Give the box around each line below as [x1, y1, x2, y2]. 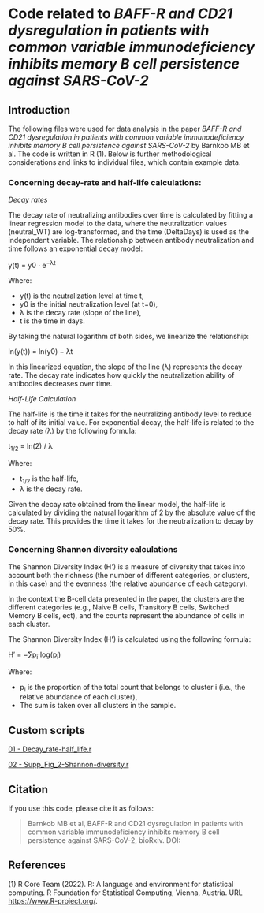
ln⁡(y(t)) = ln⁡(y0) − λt [8, 346, 73, 356]
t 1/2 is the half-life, [19, 474, 79, 485]
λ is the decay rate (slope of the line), [19, 307, 142, 317]
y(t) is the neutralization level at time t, [19, 291, 144, 300]
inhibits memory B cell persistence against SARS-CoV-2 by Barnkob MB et [8, 141, 250, 150]
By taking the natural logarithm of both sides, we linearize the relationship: [8, 331, 250, 341]
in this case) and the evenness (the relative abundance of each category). [8, 579, 248, 588]
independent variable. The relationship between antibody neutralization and [8, 236, 255, 245]
